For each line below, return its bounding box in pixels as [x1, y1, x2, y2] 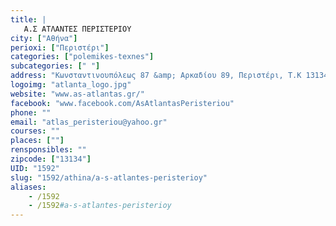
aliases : [10, 182, 47, 192]
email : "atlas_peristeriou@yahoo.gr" [10, 117, 168, 127]
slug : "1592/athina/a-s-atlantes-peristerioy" [10, 172, 208, 183]
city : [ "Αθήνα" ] [10, 33, 78, 43]
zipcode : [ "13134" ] [10, 154, 92, 164]
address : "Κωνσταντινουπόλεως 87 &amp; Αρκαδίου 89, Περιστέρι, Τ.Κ [10, 71, 302, 81]
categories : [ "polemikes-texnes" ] [10, 52, 155, 62]
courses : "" [10, 126, 60, 136]
